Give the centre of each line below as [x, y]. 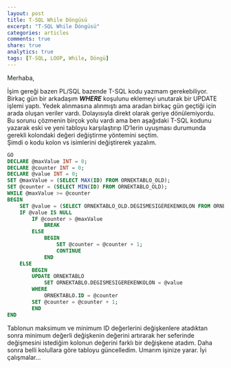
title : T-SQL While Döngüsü [47, 20]
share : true [24, 45]
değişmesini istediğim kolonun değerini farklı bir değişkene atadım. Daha [110, 343]
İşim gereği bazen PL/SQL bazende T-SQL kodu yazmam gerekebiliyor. [108, 91]
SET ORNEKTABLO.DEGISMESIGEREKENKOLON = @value [113, 283]
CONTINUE [68, 251]
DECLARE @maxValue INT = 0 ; [47, 161]
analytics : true [30, 52]
